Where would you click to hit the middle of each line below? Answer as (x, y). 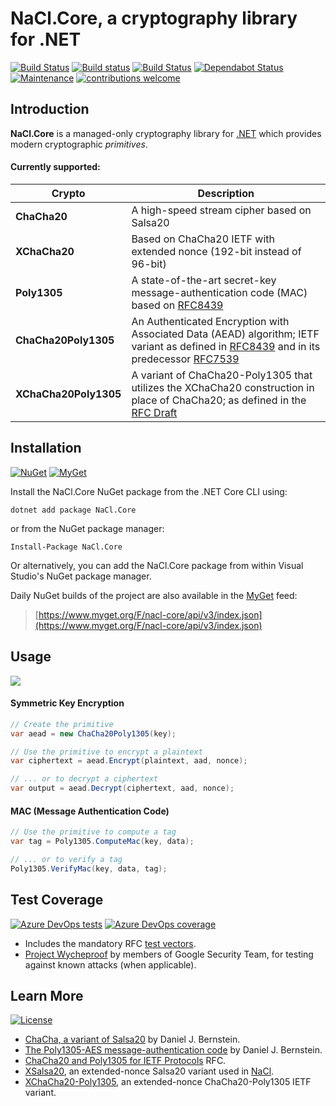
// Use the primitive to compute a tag (93, 832)
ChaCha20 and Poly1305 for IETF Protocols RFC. (125, 1061)
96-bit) (149, 264)
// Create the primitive (62, 724)
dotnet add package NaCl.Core (73, 510)
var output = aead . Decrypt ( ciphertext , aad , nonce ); (122, 788)
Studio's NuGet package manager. (81, 576)
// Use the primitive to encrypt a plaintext (106, 752)
